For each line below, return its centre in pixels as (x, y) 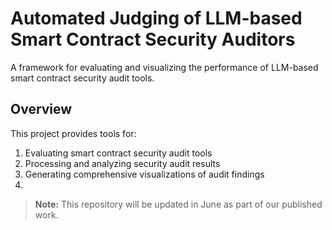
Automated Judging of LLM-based (156, 18)
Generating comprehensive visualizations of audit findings (144, 174)
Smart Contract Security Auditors (153, 39)
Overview (41, 109)
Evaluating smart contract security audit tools (118, 153)
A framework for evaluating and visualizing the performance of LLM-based (164, 67)
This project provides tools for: (73, 133)
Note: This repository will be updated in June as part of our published (178, 204)
